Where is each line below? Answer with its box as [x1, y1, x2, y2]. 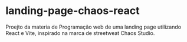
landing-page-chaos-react [5, 4, 140, 17]
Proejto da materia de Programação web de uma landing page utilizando [5, 23, 181, 30]
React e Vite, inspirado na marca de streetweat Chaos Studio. [5, 29, 155, 36]
